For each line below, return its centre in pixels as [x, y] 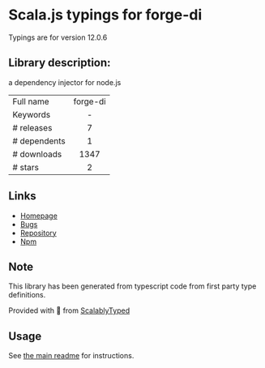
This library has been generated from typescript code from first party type [132, 286]
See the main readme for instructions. [71, 356]
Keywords [32, 114]
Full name [31, 101]
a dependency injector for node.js [65, 82]
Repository [38, 233]
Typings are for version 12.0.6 [58, 37]
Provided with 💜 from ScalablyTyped [69, 310]
